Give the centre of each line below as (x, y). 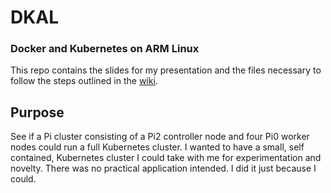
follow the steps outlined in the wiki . (84, 81)
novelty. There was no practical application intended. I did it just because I (163, 168)
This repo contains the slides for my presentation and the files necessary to (166, 70)
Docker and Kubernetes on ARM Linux (105, 49)
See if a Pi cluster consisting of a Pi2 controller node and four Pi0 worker (160, 137)
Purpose (37, 112)
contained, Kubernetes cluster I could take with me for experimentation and (166, 158)
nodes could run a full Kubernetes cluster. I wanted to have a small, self (157, 147)
